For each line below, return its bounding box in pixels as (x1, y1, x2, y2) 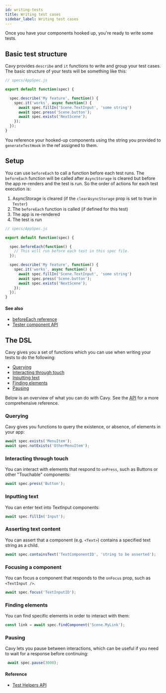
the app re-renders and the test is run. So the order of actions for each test (5, 180, 159, 186)
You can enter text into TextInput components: (5, 504, 100, 510)
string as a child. (5, 542, 39, 548)
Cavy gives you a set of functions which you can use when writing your (5, 349, 151, 355)
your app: (5, 429, 25, 435)
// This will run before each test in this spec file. (14, 249, 130, 254)
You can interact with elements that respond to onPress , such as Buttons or (5, 466, 158, 472)
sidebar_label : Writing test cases (5, 16, 79, 21)
